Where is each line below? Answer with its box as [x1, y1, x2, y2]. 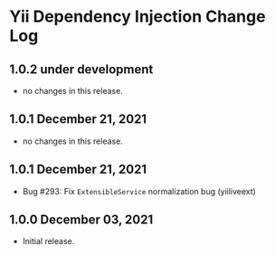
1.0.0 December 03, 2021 [9, 212, 154, 228]
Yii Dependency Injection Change [9, 6, 266, 27]
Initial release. [22, 236, 75, 247]
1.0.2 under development [9, 61, 154, 77]
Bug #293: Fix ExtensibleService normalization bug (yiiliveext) [22, 185, 256, 196]
